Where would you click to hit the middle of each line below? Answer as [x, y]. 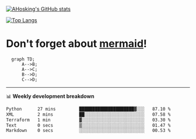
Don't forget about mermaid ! [77, 44]
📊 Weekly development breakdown [50, 96]
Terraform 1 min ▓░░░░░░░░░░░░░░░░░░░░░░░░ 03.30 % [88, 120]
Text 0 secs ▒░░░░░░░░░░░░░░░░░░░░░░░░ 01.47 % [88, 125]
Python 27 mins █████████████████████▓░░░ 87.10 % [88, 109]
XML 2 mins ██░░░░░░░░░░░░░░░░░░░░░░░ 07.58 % [88, 114]
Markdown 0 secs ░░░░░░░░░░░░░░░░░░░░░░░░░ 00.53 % [88, 131]
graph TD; [23, 59]
